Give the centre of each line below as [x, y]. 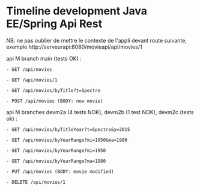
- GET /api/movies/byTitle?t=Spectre [53, 90]
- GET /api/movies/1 [32, 80]
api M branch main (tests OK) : [44, 58]
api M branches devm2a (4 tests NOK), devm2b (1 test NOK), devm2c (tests [100, 112]
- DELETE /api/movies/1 [36, 182]
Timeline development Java [77, 11]
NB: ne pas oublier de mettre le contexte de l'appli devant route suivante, [97, 40]
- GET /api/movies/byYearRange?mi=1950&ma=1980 [67, 140]
